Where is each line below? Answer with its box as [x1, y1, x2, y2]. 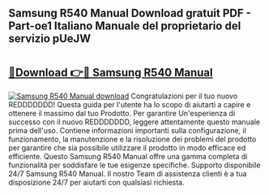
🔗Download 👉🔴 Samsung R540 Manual [8, 65, 213, 80]
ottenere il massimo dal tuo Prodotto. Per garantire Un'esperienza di [8, 109, 236, 118]
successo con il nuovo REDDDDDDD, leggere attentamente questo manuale [8, 117, 261, 127]
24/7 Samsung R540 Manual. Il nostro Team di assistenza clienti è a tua [8, 169, 247, 178]
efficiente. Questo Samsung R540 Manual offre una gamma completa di [8, 152, 248, 161]
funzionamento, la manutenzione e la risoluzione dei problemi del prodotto [8, 134, 257, 144]
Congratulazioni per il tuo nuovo [130, 91, 238, 101]
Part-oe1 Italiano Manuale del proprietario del [8, 19, 241, 33]
